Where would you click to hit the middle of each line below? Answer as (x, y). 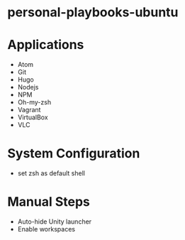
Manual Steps (49, 202)
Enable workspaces (46, 229)
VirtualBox (33, 117)
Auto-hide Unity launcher (55, 222)
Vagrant (29, 110)
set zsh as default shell (51, 173)
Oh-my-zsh (34, 102)
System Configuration (74, 154)
